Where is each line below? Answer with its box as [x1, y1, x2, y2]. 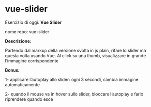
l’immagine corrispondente [5, 58, 59, 63]
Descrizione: [5, 38, 31, 44]
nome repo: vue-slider [5, 29, 50, 34]
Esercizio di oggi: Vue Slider [5, 19, 62, 25]
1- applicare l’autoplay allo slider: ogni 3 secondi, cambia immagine [5, 76, 139, 82]
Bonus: [5, 67, 20, 73]
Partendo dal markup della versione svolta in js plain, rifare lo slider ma [5, 47, 146, 53]
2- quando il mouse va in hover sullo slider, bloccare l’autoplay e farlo [5, 91, 144, 97]
